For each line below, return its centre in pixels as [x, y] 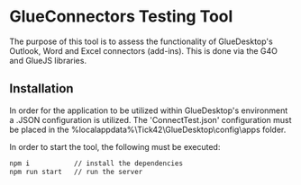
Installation [41, 88]
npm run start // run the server [76, 172]
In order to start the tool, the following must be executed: [115, 146]
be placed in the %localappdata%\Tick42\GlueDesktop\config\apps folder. [148, 129]
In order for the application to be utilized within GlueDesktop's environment [149, 110]
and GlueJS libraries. [48, 60]
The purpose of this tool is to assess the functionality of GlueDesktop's [141, 41]
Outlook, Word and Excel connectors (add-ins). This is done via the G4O [143, 50]
